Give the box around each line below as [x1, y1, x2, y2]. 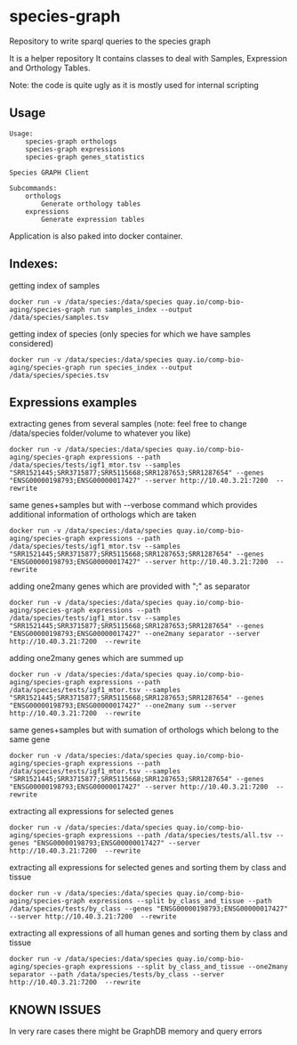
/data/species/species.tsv [9, 371, 109, 380]
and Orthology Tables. [9, 62, 91, 73]
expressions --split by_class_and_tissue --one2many [88, 962, 289, 972]
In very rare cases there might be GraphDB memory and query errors [9, 1026, 262, 1037]
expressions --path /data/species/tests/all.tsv [88, 831, 273, 840]
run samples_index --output [88, 305, 193, 314]
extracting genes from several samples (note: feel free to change [9, 419, 247, 429]
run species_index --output [88, 363, 193, 371]
